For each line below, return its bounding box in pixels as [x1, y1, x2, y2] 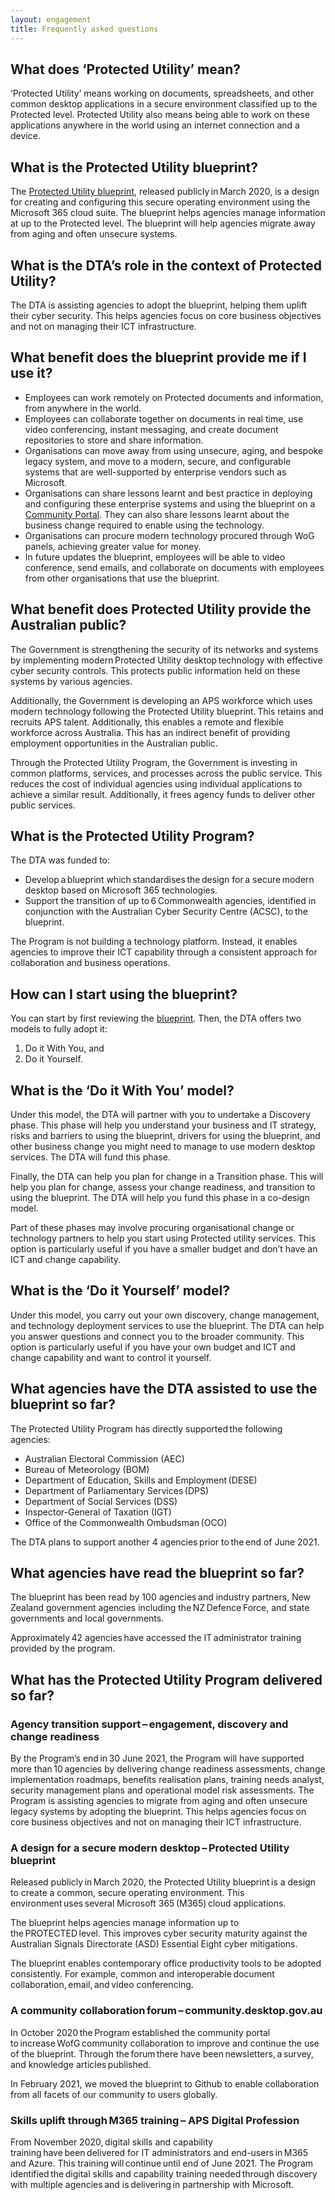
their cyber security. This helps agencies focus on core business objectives [10, 309, 322, 321]
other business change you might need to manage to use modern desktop [10, 1141, 316, 1152]
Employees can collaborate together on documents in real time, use [24, 412, 304, 425]
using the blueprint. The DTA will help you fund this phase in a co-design [10, 1192, 310, 1203]
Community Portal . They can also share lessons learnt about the [24, 508, 290, 520]
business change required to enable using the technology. [24, 519, 265, 531]
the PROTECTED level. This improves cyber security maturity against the [10, 1927, 308, 1940]
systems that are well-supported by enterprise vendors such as [24, 466, 287, 478]
